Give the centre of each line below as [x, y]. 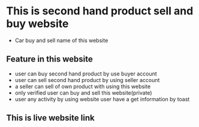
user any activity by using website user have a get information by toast [102, 99]
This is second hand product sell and [100, 11]
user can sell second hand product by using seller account [87, 80]
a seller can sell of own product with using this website [83, 86]
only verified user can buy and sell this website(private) [83, 93]
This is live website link [50, 118]
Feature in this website [49, 59]
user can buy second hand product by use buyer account [86, 74]
